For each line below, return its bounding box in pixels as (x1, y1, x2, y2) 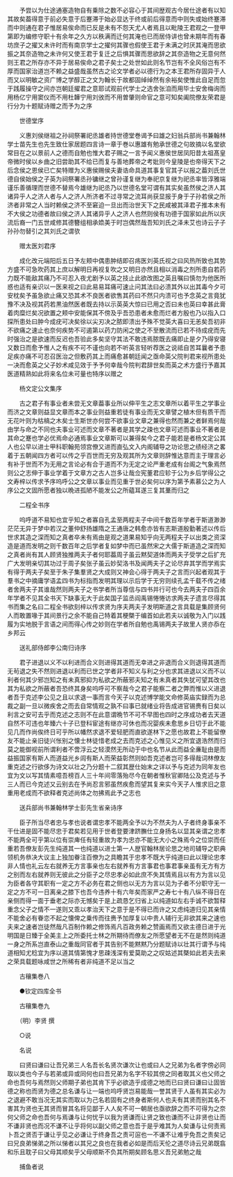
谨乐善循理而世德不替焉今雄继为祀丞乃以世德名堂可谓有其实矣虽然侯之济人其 (7, 184, 226, 191)
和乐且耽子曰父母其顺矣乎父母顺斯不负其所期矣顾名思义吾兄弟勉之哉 (7, 1148, 202, 1156)
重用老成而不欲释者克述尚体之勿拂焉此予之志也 (7, 789, 141, 796)
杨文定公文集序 (19, 385, 62, 392)
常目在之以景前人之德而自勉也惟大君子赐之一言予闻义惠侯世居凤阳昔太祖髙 (7, 149, 220, 157)
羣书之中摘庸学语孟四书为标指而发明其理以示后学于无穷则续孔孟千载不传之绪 (7, 577, 226, 584)
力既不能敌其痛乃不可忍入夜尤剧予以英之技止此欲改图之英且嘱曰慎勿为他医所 (7, 274, 226, 282)
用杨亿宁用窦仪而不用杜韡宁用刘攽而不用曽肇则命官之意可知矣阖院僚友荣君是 (7, 93, 226, 101)
